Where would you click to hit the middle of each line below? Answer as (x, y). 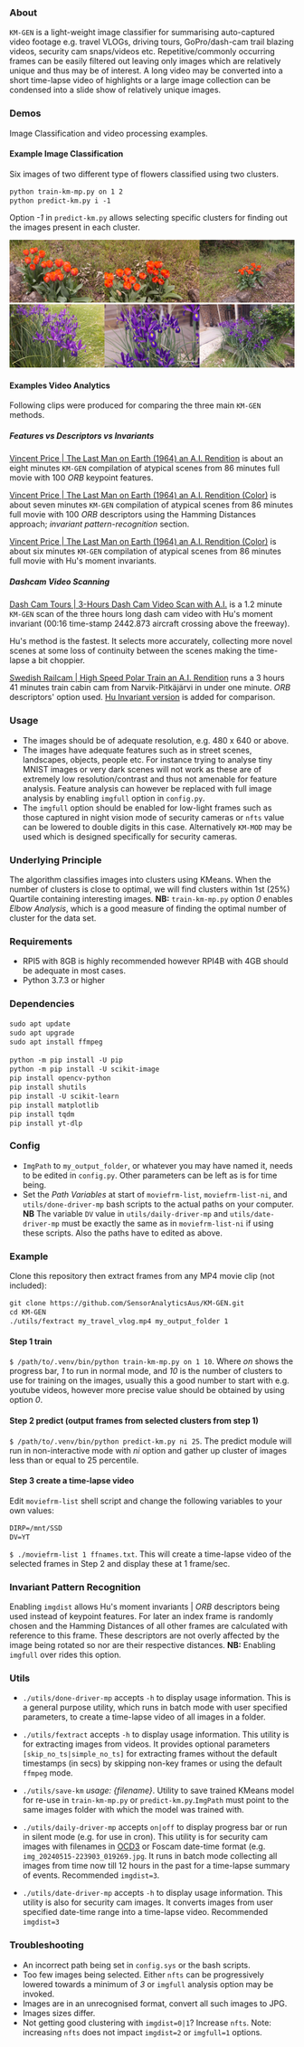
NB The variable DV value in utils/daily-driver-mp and (125, 1213)
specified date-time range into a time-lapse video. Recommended (145, 1912)
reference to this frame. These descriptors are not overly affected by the (145, 1635)
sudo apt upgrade (42, 1033)
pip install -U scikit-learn (64, 1096)
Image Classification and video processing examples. (109, 133)
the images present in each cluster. (75, 227)
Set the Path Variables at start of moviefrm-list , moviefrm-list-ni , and (155, 1194)
